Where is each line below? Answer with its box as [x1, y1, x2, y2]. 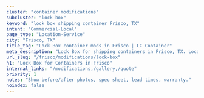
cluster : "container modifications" [6, 9, 99, 15]
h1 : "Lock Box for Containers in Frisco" [6, 60, 113, 66]
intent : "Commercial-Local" [6, 26, 78, 32]
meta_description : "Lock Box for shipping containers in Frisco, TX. [6, 49, 186, 55]
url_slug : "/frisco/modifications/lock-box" [6, 54, 121, 60]
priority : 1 [6, 71, 36, 77]
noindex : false [6, 83, 45, 89]
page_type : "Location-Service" [6, 32, 86, 38]
